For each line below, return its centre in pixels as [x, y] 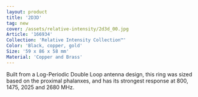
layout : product [27, 12]
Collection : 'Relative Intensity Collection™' [66, 40]
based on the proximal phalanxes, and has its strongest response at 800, [97, 81]
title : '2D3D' [24, 18]
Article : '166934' [29, 35]
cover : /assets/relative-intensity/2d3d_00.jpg [68, 29]
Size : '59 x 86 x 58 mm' [38, 52]
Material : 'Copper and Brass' [45, 57]
